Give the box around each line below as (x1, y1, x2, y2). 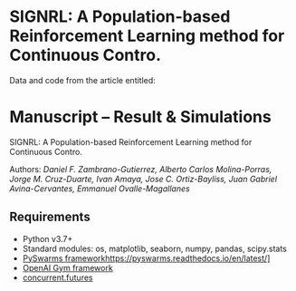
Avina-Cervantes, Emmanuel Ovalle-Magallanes (9, 183, 190, 194)
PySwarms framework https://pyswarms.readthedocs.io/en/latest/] (22, 252, 271, 264)
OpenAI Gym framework (22, 262, 113, 273)
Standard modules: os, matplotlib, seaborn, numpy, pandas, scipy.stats (22, 243, 288, 254)
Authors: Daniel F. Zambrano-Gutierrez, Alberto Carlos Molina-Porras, (9, 163, 272, 174)
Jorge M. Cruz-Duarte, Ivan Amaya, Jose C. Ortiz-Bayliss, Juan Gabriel (9, 173, 278, 184)
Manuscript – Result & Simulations (9, 107, 272, 128)
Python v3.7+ (22, 233, 73, 244)
